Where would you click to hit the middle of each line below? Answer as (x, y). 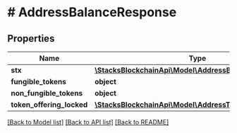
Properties (31, 39)
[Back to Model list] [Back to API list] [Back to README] (88, 122)
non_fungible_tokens (47, 93)
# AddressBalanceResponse (92, 12)
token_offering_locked (49, 105)
